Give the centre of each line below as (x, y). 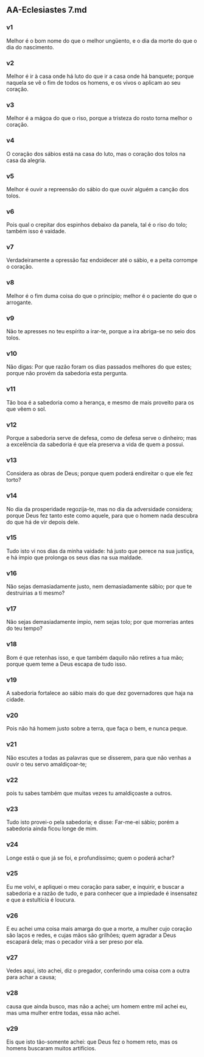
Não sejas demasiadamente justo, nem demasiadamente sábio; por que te (99, 587)
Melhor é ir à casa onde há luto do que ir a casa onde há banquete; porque (100, 76)
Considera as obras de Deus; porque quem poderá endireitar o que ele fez (100, 473)
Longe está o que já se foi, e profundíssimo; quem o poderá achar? (90, 858)
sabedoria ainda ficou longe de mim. (52, 829)
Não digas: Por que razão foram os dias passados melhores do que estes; (99, 367)
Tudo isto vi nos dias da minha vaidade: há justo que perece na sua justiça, (100, 551)
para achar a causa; (31, 977)
